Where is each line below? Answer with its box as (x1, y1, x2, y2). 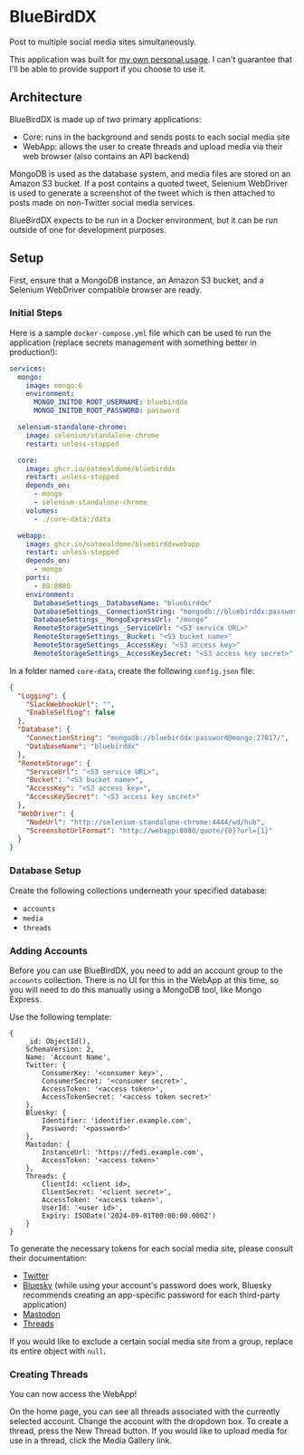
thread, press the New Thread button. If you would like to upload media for (9, 1425, 288, 1437)
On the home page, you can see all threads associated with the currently (9, 1406, 280, 1417)
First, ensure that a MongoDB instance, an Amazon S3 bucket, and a (9, 275, 264, 285)
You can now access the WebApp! (9, 1389, 138, 1400)
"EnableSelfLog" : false (25, 708, 116, 718)
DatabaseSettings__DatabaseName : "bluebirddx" (33, 598, 213, 608)
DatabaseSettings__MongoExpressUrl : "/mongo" (33, 615, 208, 624)
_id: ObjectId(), (25, 1036, 91, 1045)
